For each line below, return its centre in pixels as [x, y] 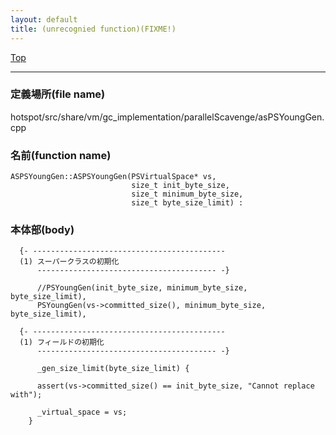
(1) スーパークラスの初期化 [69, 262]
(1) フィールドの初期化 [62, 342]
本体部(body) [42, 230]
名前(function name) [61, 155]
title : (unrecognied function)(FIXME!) [93, 29]
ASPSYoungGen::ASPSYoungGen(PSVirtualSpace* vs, [113, 177]
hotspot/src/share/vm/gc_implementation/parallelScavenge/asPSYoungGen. [167, 117]
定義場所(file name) [58, 94]
